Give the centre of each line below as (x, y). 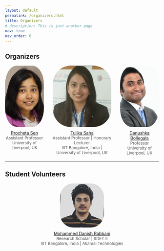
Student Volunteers (35, 174)
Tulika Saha (82, 133)
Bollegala (139, 138)
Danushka (139, 133)
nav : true (15, 31)
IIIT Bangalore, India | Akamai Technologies (82, 243)
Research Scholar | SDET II (82, 238)
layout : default (21, 10)
